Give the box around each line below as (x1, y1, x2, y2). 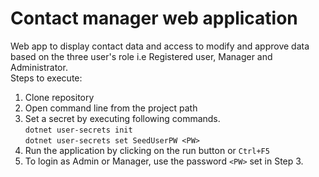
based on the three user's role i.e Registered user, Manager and (10, 50, 273, 62)
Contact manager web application (10, 7, 298, 30)
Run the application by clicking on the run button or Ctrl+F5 (24, 144, 270, 156)
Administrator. (10, 61, 68, 73)
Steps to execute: (10, 72, 83, 84)
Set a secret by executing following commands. (24, 112, 221, 124)
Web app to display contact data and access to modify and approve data (10, 40, 310, 52)
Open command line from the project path (24, 102, 198, 114)
